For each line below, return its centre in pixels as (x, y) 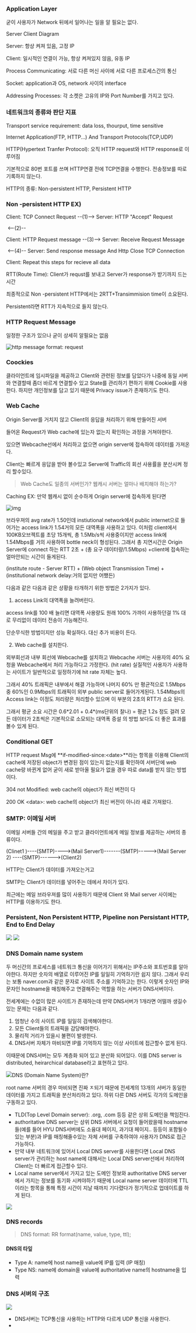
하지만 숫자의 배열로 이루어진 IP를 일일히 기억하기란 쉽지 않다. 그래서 (101, 974)
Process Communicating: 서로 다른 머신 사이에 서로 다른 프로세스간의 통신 (91, 71)
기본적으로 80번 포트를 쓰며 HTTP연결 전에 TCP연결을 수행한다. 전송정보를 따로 (97, 169)
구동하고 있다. (22, 1102)
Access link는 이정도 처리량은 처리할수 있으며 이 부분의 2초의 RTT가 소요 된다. (95, 699)
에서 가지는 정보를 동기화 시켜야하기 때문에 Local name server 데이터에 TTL (101, 1180)
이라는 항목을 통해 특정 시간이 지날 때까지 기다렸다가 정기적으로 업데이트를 (99, 1188)
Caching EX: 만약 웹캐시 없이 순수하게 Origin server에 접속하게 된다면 (86, 496)
